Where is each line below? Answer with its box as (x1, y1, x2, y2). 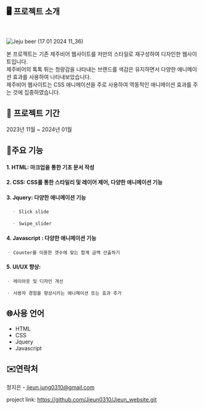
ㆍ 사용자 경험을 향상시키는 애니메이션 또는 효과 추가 (6, 290, 122, 296)
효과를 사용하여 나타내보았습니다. (12, 73, 92, 80)
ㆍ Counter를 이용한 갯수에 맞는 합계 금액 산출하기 (6, 249, 120, 256)
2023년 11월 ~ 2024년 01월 (6, 126, 72, 133)
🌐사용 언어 (6, 309, 45, 319)
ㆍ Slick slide (12, 209, 49, 215)
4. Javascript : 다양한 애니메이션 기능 (6, 235, 97, 241)
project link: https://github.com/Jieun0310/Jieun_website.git (6, 396, 157, 403)
